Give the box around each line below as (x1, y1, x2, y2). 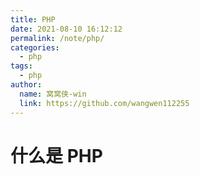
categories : (10, 42, 60, 53)
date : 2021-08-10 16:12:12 (10, 24, 123, 34)
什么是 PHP (10, 144, 103, 167)
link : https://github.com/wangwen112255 (19, 98, 190, 108)
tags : (10, 61, 33, 71)
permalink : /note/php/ (10, 33, 105, 43)
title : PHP (10, 14, 56, 25)
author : (10, 80, 43, 90)
